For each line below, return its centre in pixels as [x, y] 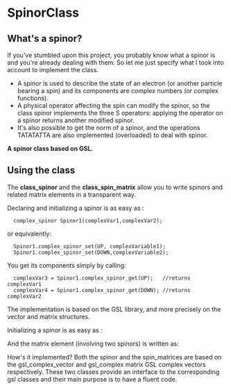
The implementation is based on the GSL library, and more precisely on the [114, 309]
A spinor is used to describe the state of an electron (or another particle [120, 83]
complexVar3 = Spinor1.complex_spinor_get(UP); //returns [102, 278]
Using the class [41, 171]
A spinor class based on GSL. [50, 148]
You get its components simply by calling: [67, 265]
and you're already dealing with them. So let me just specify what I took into [115, 63]
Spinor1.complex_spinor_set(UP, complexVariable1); [90, 246]
